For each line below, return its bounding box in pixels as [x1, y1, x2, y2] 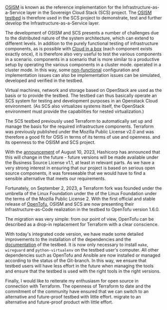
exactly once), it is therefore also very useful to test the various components [5, 51, 162, 57]
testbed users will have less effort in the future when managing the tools [5, 263, 154, 269]
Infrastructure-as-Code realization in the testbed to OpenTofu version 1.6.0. [5, 207, 160, 212]
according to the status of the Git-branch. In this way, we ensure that [5, 258, 147, 264]
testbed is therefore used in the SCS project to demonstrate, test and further [5, 15, 162, 20]
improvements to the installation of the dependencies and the [5, 237, 131, 242]
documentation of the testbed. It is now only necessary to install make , [5, 242, 149, 248]
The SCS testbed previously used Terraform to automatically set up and [5, 118, 153, 124]
